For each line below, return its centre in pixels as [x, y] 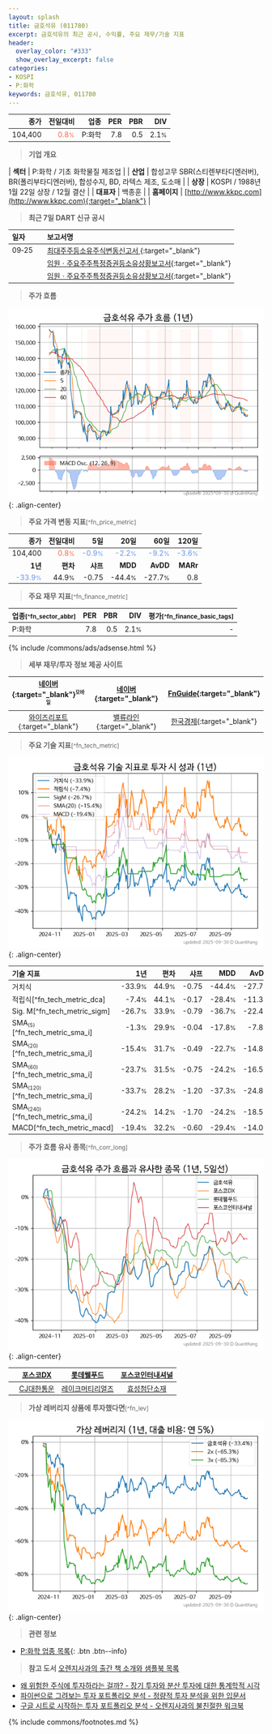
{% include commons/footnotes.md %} [74, 1722]
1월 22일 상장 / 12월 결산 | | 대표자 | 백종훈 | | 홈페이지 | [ [98, 191]
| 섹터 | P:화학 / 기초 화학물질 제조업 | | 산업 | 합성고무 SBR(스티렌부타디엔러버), [134, 171]
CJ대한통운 [37, 1388]
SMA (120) [27, 1086]
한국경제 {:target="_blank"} [214, 721]
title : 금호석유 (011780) [49, 26]
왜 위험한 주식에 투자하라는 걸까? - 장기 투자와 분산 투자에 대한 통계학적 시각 [140, 1685]
